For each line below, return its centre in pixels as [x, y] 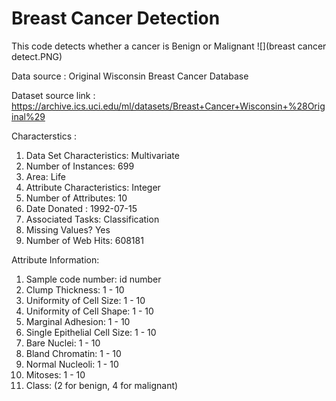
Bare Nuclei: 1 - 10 [63, 343]
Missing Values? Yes [68, 229]
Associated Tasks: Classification [92, 219]
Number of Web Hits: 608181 [84, 240]
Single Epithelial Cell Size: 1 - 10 [91, 332]
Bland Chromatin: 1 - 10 [73, 353]
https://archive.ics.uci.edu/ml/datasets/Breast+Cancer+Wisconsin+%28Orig [168, 106]
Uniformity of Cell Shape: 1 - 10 [89, 311]
